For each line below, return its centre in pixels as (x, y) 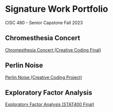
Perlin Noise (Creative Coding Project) (44, 77)
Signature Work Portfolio (57, 9)
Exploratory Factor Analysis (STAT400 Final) (50, 105)
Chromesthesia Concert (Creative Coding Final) (53, 50)
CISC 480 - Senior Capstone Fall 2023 (44, 23)
